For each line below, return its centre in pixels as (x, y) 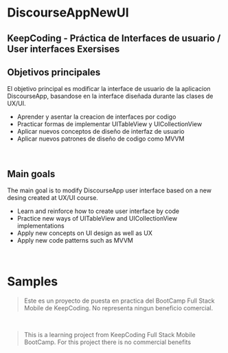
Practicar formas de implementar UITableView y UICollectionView (110, 124)
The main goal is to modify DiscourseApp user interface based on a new (109, 190)
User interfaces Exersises (64, 49)
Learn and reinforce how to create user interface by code (98, 211)
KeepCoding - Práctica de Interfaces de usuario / (114, 38)
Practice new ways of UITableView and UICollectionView (97, 219)
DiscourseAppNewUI (68, 13)
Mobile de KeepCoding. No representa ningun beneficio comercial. (118, 308)
